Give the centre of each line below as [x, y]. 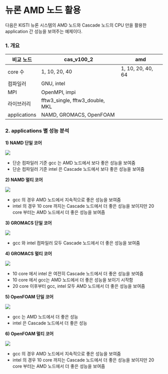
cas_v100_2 [79, 60]
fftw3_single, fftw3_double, [73, 101]
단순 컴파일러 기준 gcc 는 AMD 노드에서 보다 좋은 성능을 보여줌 [74, 163]
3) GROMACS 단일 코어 [28, 223]
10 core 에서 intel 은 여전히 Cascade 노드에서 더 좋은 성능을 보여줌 [78, 273]
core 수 [16, 72]
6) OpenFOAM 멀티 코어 [29, 333]
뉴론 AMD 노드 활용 [43, 10]
